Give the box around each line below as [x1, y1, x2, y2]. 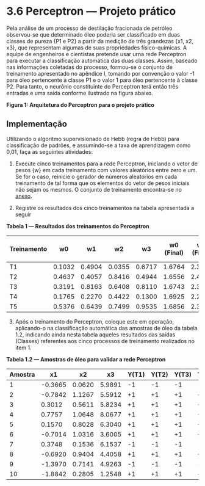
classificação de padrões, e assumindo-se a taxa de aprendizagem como [6, 142, 191, 149]
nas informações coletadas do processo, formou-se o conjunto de [6, 63, 173, 71]
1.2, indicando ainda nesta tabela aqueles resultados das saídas [15, 331, 176, 338]
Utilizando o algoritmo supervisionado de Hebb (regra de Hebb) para [6, 135, 180, 142]
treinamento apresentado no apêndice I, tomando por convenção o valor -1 [6, 70, 195, 77]
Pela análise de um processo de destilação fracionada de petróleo [6, 24, 173, 32]
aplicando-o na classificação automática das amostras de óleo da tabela [15, 324, 198, 332]
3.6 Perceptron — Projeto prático [6, 4, 176, 18]
